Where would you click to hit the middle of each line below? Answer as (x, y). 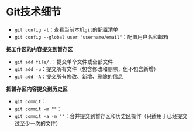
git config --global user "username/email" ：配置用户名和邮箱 (91, 36)
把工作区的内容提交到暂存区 (39, 49)
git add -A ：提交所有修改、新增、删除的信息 (69, 76)
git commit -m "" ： (38, 109)
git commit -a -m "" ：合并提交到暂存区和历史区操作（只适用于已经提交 (101, 116)
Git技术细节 (34, 12)
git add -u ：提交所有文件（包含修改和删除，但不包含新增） (87, 69)
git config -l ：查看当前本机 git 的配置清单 (66, 29)
